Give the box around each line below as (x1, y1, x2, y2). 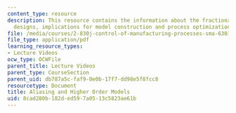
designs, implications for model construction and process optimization (13, 23, 231, 30)
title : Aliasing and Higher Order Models (7, 88, 131, 95)
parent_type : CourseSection (7, 69, 90, 76)
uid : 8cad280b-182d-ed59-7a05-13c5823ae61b (7, 95, 137, 102)
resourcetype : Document (7, 82, 77, 89)
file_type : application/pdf (7, 36, 90, 44)
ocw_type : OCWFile (7, 56, 61, 63)
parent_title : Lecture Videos (7, 62, 96, 69)
